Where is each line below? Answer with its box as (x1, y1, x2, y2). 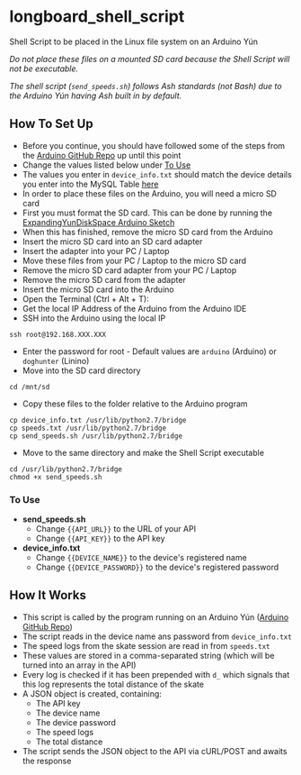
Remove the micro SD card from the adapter (22, 274, 186, 285)
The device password (35, 716, 117, 727)
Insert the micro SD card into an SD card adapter (22, 236, 203, 247)
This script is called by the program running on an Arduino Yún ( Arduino (22, 611, 289, 623)
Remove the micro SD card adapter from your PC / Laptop (22, 264, 237, 276)
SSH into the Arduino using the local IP (22, 313, 166, 324)
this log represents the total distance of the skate (22, 679, 205, 689)
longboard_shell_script (9, 6, 185, 27)
